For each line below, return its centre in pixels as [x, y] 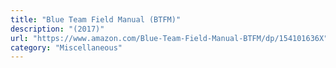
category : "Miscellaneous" [66, 47]
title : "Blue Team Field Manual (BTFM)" [96, 19]
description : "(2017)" [57, 29]
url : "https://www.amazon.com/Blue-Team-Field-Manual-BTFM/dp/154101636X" [169, 38]
